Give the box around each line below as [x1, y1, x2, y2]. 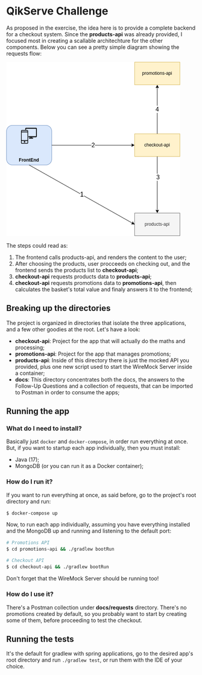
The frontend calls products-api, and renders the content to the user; [14, 254, 187, 261]
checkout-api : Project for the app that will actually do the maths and [14, 337, 186, 345]
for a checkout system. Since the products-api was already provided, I [6, 30, 183, 37]
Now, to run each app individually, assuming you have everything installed [6, 520, 191, 528]
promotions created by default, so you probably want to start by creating [6, 610, 187, 617]
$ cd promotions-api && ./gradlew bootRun [6, 546, 115, 552]
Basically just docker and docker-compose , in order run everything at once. [6, 438, 189, 445]
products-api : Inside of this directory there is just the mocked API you [14, 356, 190, 363]
